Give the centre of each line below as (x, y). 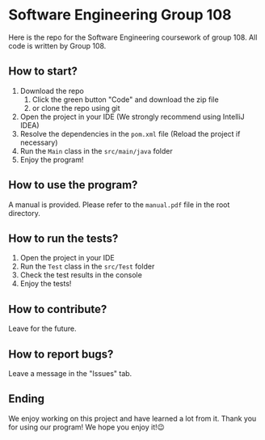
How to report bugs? (61, 354)
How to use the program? (73, 185)
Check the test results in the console (81, 275)
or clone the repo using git (76, 108)
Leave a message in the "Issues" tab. (70, 373)
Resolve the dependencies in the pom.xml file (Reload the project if (130, 133)
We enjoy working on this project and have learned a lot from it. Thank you (132, 418)
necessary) (39, 142)
